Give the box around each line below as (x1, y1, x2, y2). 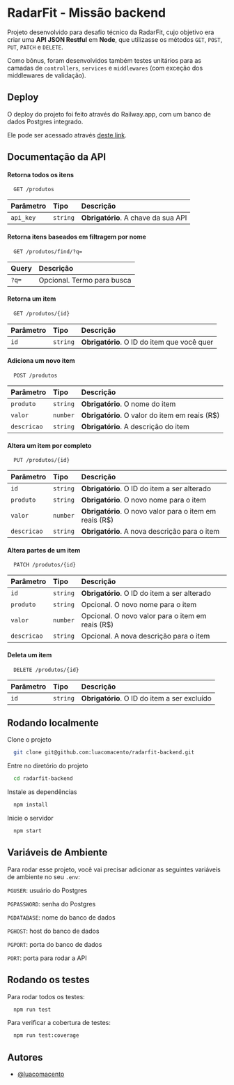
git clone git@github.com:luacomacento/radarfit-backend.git (13, 749, 195, 756)
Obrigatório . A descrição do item (81, 421, 189, 431)
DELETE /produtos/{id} (13, 666, 79, 673)
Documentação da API (7, 151, 107, 163)
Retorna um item (7, 294, 56, 303)
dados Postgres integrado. (7, 117, 84, 126)
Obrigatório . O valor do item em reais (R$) (81, 410, 220, 420)
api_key (10, 214, 36, 222)
